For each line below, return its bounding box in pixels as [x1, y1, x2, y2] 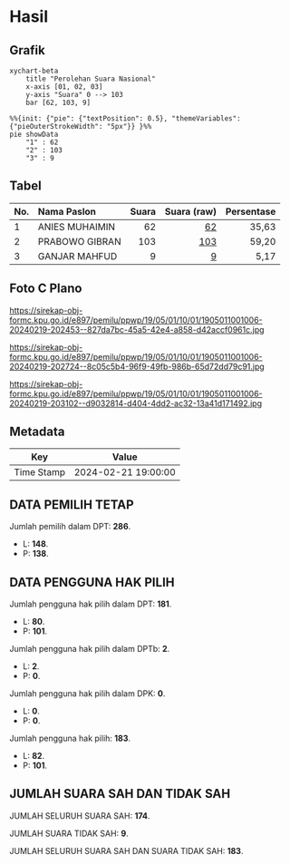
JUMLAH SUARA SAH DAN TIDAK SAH [9, 786, 231, 801]
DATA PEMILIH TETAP [9, 497, 134, 512]
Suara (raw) [164, 205, 217, 218]
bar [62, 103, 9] [25, 98, 92, 107]
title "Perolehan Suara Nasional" [25, 74, 156, 83]
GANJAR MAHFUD [37, 249, 118, 262]
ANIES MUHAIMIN [37, 220, 116, 233]
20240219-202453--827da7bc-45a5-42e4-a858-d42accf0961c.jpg [9, 324, 265, 335]
